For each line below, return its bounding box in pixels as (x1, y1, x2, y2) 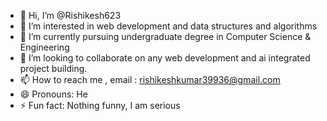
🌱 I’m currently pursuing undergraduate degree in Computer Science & (19, 31, 312, 42)
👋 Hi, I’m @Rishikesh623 (19, 10, 122, 21)
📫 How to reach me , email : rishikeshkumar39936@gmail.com (19, 74, 281, 85)
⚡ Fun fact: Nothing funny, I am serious (19, 100, 181, 111)
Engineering (19, 41, 70, 53)
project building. (19, 63, 88, 74)
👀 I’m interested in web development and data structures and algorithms (19, 20, 318, 32)
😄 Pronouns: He (19, 88, 88, 100)
